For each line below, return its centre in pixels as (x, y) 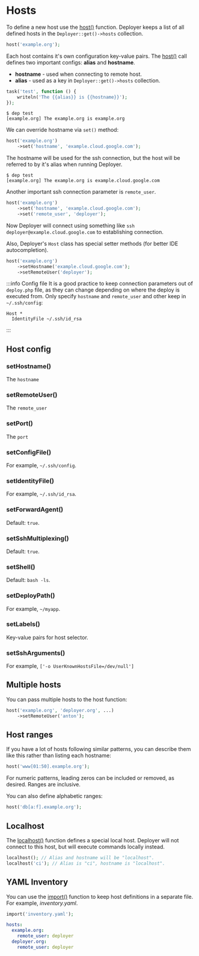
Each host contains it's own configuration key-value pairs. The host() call (97, 56)
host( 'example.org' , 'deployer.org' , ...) (60, 710)
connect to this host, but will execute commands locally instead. (86, 847)
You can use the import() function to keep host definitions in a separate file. (100, 896)
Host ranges (30, 735)
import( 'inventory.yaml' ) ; (40, 914)
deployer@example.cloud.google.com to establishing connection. (85, 231)
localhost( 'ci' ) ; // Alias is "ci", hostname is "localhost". (86, 863)
